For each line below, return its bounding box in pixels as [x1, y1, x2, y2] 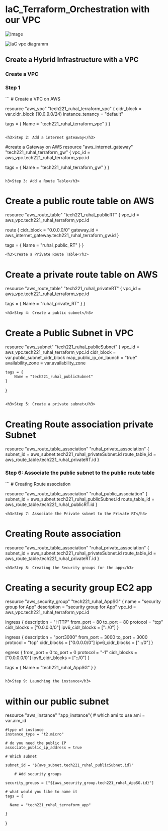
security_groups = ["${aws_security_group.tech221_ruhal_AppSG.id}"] [5, 780, 154, 786]
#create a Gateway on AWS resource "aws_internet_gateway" [5, 144, 133, 150]
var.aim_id [5, 718, 27, 724]
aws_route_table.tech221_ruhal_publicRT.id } [5, 501, 98, 507]
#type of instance [5, 727, 44, 732]
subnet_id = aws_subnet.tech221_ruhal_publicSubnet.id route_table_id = [5, 496, 155, 502]
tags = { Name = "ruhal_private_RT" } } [5, 301, 86, 307]
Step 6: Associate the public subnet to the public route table [5, 469, 155, 476]
